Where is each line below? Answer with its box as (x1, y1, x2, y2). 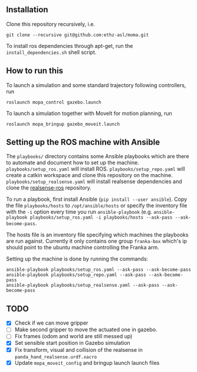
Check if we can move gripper (14, 319, 88, 326)
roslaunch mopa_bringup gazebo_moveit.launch (6, 121, 120, 127)
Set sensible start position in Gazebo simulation (14, 339, 131, 347)
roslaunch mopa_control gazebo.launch (6, 99, 101, 105)
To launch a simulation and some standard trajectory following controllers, (6, 81, 186, 88)
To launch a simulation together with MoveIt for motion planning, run (6, 110, 172, 117)
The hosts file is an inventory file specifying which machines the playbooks (6, 231, 189, 239)
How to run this (6, 66, 64, 76)
